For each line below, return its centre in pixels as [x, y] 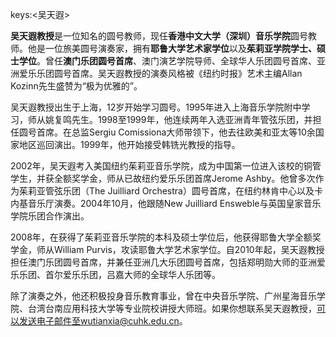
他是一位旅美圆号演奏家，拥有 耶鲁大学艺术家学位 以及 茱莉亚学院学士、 [172, 48]
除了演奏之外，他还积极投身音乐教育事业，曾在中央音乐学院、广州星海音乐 [163, 296]
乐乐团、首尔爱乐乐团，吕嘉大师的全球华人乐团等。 [115, 274]
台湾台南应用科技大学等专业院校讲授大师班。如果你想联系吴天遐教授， [172, 308]
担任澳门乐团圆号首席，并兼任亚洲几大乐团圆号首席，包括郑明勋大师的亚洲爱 [168, 262]
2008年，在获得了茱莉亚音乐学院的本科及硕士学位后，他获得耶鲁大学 [152, 237]
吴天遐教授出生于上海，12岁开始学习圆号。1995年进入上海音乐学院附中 [156, 107]
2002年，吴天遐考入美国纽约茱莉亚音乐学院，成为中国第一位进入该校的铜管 [166, 166]
